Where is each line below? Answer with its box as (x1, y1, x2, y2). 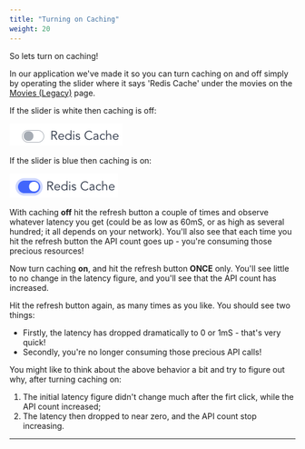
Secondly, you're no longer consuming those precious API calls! (22, 346, 262, 357)
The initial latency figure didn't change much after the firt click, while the (22, 391, 295, 402)
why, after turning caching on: (9, 374, 123, 384)
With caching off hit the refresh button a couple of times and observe (9, 206, 270, 217)
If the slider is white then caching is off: (9, 105, 157, 115)
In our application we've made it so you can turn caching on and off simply (9, 68, 289, 79)
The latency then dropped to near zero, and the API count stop (22, 410, 257, 422)
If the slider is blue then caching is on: (9, 155, 152, 165)
